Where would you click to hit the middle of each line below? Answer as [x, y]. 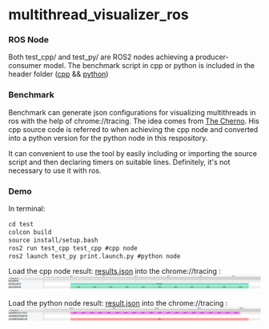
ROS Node [29, 40]
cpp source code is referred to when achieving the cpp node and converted [133, 129]
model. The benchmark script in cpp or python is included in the [149, 66]
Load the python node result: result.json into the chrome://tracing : [118, 303]
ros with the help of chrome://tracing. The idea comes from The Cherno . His [134, 121]
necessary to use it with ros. [55, 171]
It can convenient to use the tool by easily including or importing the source [133, 153]
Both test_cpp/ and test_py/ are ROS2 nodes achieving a [101, 57]
